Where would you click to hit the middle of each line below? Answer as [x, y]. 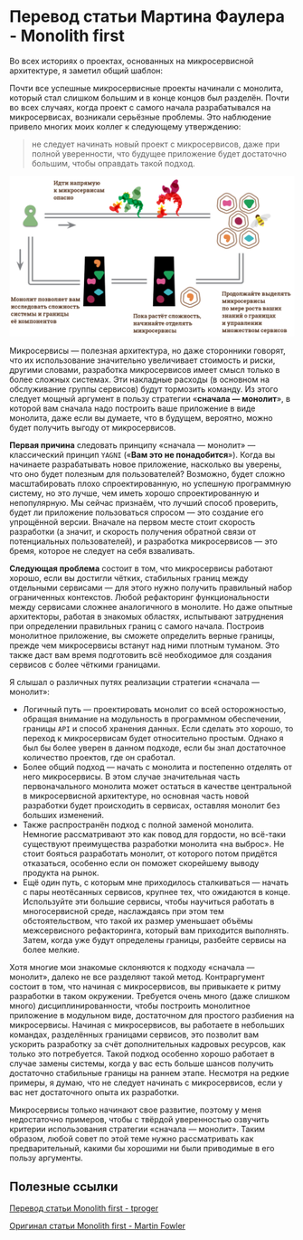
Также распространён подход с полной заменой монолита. [138, 825]
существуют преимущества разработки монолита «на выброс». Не [153, 844]
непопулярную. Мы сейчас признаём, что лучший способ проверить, [144, 503]
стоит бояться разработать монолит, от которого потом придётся [150, 854]
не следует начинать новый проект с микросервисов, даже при [156, 144]
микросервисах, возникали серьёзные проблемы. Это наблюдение [140, 117]
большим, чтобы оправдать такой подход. [114, 163]
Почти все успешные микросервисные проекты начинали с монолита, [147, 88]
